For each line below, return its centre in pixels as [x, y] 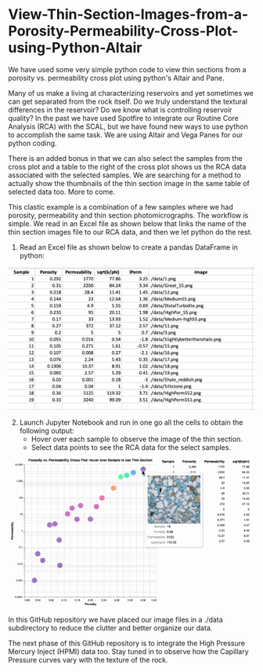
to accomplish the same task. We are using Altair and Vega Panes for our [126, 134]
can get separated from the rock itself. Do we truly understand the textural [128, 101]
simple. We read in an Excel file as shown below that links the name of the [127, 223]
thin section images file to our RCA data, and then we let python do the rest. [130, 232]
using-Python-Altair [75, 48]
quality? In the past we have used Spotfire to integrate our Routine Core [123, 118]
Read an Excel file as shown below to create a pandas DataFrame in [129, 247]
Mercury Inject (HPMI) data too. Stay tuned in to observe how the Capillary [128, 651]
